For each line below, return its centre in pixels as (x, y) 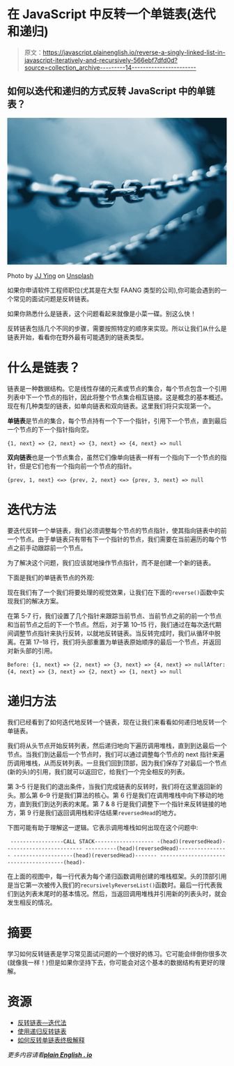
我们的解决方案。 (38, 601)
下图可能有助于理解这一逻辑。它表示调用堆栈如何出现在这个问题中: (103, 827)
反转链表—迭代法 (42, 1022)
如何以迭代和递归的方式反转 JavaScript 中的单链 (111, 91)
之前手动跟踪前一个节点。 (50, 548)
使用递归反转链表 (42, 1031)
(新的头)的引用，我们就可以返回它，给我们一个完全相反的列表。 (98, 771)
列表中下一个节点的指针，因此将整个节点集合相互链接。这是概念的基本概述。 (117, 397)
